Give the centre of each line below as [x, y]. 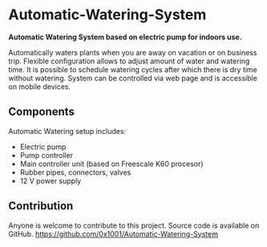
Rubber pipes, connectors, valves [75, 172]
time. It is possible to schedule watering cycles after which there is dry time [133, 69]
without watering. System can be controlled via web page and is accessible [133, 78]
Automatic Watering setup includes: [67, 131]
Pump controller [47, 155]
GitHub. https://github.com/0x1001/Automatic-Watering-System [113, 233]
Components [41, 112]
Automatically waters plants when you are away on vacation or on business [133, 52]
